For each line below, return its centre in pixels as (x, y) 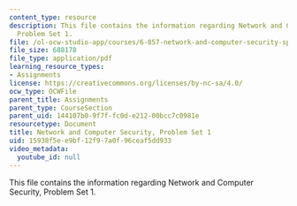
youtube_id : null (49, 157)
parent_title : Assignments (59, 99)
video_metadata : (39, 149)
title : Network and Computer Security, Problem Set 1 (110, 133)
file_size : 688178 (43, 50)
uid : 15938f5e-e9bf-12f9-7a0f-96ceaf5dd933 (91, 141)
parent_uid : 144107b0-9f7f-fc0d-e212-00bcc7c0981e (104, 116)
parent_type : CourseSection (61, 108)
